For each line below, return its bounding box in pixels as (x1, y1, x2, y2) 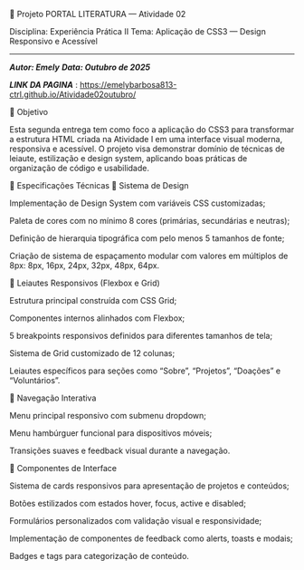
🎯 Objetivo (9, 107, 48, 117)
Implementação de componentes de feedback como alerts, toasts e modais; (9, 533, 294, 544)
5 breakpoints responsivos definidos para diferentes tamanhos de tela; (9, 331, 273, 341)
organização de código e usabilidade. (9, 163, 149, 173)
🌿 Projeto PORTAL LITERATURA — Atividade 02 (9, 9, 186, 19)
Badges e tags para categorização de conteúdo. (9, 551, 190, 561)
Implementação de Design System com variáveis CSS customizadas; (9, 198, 266, 208)
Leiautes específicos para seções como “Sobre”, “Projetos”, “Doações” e (9, 365, 281, 376)
